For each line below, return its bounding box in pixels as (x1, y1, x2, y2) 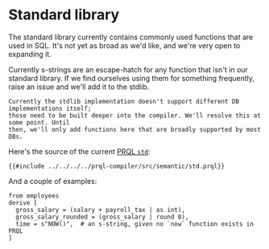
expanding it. (8, 49, 52, 59)
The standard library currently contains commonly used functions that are (8, 32, 254, 42)
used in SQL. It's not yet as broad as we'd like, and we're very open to (8, 40, 241, 50)
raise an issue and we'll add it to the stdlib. (8, 82, 150, 92)
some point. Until (8, 118, 70, 126)
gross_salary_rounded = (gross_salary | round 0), (15, 213, 189, 221)
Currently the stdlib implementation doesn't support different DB (8, 97, 240, 105)
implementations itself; (8, 104, 92, 112)
